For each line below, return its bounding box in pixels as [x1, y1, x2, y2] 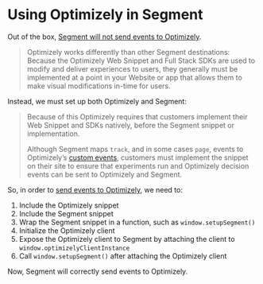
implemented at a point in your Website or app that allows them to [26, 72, 243, 82]
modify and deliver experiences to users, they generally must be [26, 64, 238, 73]
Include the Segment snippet [18, 208, 114, 218]
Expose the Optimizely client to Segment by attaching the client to [18, 234, 235, 243]
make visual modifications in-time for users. [26, 81, 171, 91]
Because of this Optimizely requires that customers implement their [26, 111, 248, 121]
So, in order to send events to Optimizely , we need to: [7, 185, 184, 194]
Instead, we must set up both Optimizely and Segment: [7, 96, 188, 106]
